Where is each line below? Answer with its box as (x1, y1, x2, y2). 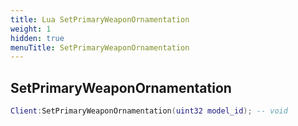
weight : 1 (10, 24, 52, 34)
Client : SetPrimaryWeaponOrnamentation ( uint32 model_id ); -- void (10, 106, 288, 116)
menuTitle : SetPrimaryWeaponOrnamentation (10, 42, 190, 53)
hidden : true (10, 33, 65, 43)
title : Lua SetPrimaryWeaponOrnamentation (10, 14, 190, 25)
